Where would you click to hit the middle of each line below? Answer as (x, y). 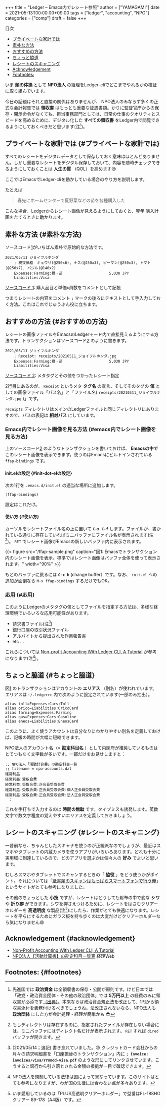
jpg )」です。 (28, 399)
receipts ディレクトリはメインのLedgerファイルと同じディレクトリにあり (80, 409)
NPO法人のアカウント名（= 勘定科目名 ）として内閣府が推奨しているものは (82, 747)
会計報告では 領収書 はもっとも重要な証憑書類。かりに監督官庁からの (84, 108)
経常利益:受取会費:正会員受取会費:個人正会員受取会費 (53, 790)
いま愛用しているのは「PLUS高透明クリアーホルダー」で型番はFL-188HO (86, 1093)
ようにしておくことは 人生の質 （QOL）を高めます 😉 (62, 169)
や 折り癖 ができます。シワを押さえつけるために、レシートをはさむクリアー (82, 904)
